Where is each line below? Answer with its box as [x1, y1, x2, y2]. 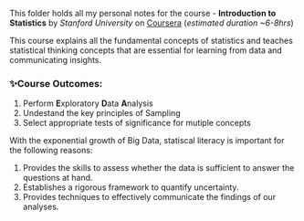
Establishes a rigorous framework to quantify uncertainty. [22, 182, 239, 193]
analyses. [22, 201, 59, 213]
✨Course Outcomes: [9, 77, 103, 89]
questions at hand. [22, 173, 93, 184]
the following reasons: [9, 145, 93, 156]
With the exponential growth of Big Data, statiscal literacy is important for [9, 135, 285, 146]
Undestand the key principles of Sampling [22, 108, 181, 119]
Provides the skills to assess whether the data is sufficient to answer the [22, 163, 295, 174]
